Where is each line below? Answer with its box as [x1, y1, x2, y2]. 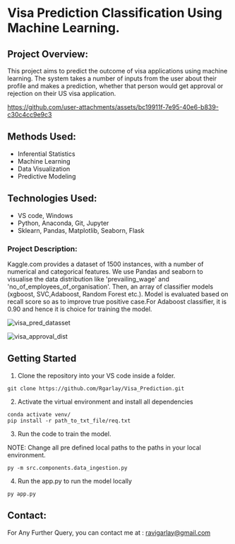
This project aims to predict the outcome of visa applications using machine [7, 67, 228, 75]
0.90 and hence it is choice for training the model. [7, 305, 152, 313]
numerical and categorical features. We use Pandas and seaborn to [7, 267, 203, 276]
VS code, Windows [17, 211, 73, 219]
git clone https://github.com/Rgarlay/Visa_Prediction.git [7, 385, 185, 392]
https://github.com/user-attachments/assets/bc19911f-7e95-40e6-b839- [7, 103, 219, 111]
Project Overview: [7, 48, 88, 60]
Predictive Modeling [17, 171, 76, 181]
